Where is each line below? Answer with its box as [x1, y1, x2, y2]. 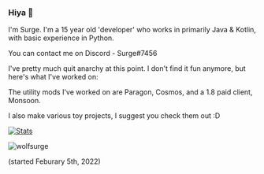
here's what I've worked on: [8, 72, 99, 82]
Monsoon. [8, 96, 41, 106]
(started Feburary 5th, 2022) [8, 157, 101, 166]
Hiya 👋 [8, 7, 34, 18]
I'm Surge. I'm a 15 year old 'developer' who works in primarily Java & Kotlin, [8, 25, 256, 35]
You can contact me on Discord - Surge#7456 [8, 49, 158, 58]
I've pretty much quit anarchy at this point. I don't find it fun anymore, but [8, 64, 246, 73]
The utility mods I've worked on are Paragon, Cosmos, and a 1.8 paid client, [8, 87, 253, 97]
